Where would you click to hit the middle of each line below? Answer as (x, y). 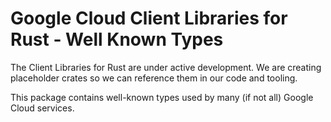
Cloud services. (42, 108)
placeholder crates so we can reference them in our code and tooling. (154, 78)
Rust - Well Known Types (117, 39)
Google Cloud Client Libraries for (149, 18)
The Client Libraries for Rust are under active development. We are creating (166, 67)
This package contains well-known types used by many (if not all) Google (162, 97)
